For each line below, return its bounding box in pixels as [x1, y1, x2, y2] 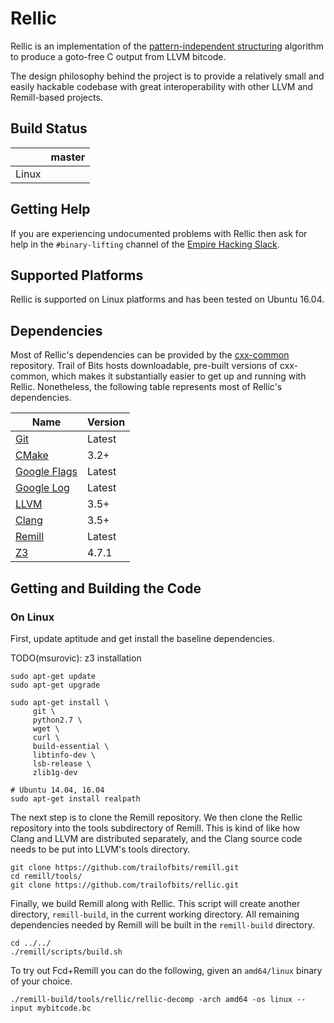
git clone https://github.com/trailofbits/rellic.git [10, 880, 240, 890]
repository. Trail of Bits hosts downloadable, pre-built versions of [10, 360, 278, 372]
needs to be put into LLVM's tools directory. [10, 843, 191, 855]
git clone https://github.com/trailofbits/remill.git [10, 862, 240, 872]
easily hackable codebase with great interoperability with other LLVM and [10, 80, 314, 92]
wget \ [32, 723, 60, 734]
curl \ [32, 732, 60, 742]
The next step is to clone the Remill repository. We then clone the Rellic [10, 811, 303, 823]
